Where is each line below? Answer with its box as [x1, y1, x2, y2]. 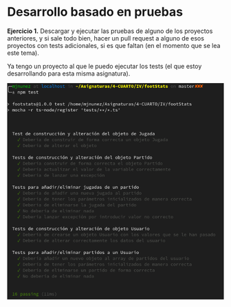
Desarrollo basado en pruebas [7, 4, 184, 20]
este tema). [7, 49, 39, 57]
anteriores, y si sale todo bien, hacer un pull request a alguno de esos [7, 34, 205, 42]
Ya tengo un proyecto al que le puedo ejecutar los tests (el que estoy [7, 62, 202, 70]
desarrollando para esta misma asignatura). [7, 69, 131, 78]
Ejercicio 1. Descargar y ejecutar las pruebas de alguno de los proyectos [7, 27, 213, 35]
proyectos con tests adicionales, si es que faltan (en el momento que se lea [7, 41, 221, 49]
